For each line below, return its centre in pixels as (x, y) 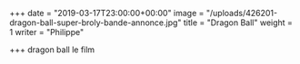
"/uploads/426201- (242, 13)
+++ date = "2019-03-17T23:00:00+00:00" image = (107, 13)
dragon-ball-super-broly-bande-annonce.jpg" (95, 23)
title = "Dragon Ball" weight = (238, 23)
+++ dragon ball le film (52, 50)
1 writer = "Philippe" (47, 32)
